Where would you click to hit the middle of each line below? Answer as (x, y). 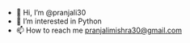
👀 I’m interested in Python (59, 21)
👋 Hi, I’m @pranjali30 (51, 13)
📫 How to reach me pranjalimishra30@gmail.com (99, 30)
